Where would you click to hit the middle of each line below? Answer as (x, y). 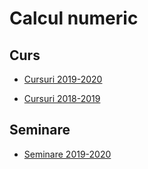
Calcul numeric (74, 18)
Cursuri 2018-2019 (62, 98)
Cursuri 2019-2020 (63, 79)
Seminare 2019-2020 (67, 154)
